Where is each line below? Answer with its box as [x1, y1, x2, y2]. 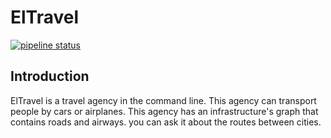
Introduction [10, 68, 90, 85]
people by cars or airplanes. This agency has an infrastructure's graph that [10, 105, 319, 117]
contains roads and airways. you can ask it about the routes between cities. [10, 116, 322, 128]
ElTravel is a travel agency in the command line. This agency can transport [10, 94, 317, 106]
